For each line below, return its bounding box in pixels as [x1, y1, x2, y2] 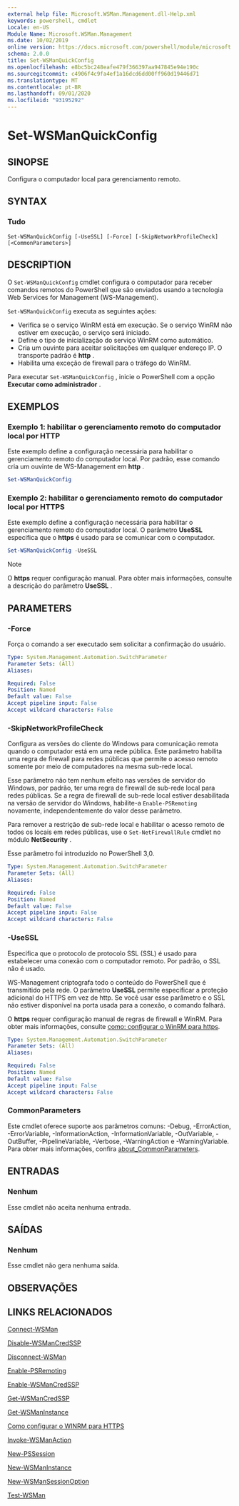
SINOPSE [7, 156, 49, 168]
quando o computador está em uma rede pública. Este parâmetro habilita [7, 747, 223, 755]
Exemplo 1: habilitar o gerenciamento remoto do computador [7, 422, 222, 432]
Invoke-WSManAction [7, 1436, 71, 1445]
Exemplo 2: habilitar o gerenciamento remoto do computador [7, 493, 223, 503]
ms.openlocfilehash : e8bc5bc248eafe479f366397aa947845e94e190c [7, 64, 200, 71]
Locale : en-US [7, 24, 50, 31]
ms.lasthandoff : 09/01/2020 [7, 90, 91, 97]
